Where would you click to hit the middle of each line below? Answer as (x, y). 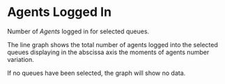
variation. (21, 59)
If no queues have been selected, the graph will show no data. (96, 73)
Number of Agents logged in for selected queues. (78, 31)
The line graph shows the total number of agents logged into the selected (113, 44)
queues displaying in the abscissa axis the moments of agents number (108, 52)
